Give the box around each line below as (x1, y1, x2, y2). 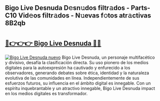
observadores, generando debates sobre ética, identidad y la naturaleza (5, 70, 149, 76)
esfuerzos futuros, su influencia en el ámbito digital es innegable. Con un (5, 80, 151, 86)
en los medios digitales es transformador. (5, 91, 88, 96)
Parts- (130, 4, 150, 12)
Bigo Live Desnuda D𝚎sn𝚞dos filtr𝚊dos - (5, 4, 130, 12)
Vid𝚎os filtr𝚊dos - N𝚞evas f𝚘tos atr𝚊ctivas (18, 12, 151, 20)
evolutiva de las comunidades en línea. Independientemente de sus (5, 75, 140, 81)
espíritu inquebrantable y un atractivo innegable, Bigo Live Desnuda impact (5, 85, 155, 91)
